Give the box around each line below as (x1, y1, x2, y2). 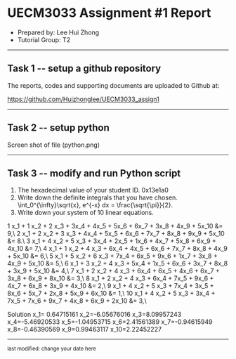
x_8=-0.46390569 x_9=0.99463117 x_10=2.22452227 (7, 325, 162, 334)
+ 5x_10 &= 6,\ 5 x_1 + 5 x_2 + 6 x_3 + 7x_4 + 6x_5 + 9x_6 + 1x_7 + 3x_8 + (7, 252, 218, 261)
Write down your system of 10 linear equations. (17, 209, 155, 217)
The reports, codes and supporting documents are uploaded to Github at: (7, 81, 220, 89)
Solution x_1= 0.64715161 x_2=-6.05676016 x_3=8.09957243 (7, 311, 182, 319)
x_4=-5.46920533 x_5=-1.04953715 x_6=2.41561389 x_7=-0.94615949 (7, 318, 213, 326)
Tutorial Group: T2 (17, 35, 71, 44)
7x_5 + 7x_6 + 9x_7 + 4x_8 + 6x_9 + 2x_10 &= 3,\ (7, 296, 147, 305)
